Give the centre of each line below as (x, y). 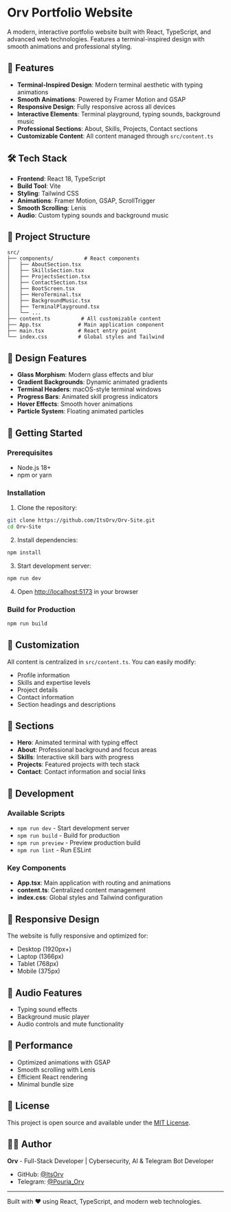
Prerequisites (30, 453)
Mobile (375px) (38, 971)
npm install (24, 553)
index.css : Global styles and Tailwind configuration (90, 898)
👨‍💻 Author (30, 1144)
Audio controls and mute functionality (70, 1024)
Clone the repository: (47, 508)
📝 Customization (43, 645)
